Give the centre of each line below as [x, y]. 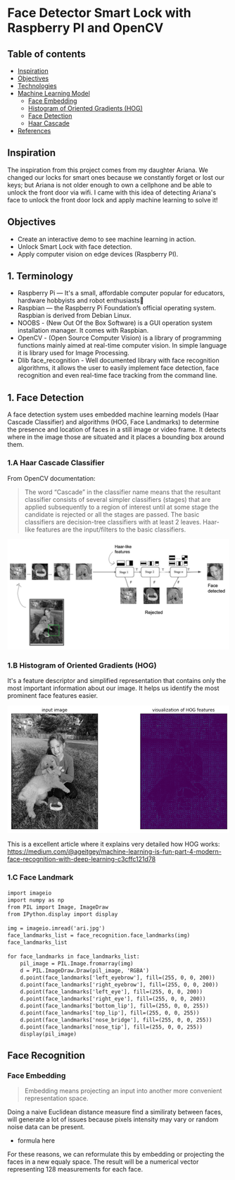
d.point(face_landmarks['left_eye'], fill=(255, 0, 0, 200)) [111, 992]
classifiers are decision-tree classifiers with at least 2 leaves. [113, 522]
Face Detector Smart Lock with [99, 13]
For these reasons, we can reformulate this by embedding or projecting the [116, 1155]
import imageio [30, 893]
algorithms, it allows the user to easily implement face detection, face [118, 368]
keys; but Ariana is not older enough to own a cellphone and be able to [110, 185]
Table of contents [46, 54]
